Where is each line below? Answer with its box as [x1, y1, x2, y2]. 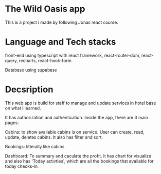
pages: [5, 120, 19, 126]
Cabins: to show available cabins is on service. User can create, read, [5, 129, 144, 135]
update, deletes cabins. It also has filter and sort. [5, 134, 103, 140]
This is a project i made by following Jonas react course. [5, 19, 118, 25]
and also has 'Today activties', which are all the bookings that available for [5, 158, 154, 164]
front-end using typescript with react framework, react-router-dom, [5, 52, 141, 58]
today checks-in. [5, 163, 39, 169]
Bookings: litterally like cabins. [5, 143, 66, 149]
